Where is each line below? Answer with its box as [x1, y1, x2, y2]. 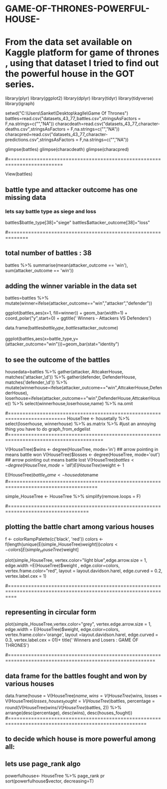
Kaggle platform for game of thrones [5, 47, 160, 58]
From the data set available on [5, 36, 132, 48]
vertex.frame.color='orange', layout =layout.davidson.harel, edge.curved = [5, 631, 159, 638]
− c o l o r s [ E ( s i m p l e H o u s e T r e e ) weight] [5, 546, 79, 554]
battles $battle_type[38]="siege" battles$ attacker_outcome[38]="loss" [5, 219, 151, 225]
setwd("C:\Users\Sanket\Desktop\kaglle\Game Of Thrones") [5, 110, 129, 116]
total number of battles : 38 [5, 249, 92, 257]
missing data [5, 193, 46, 202]
